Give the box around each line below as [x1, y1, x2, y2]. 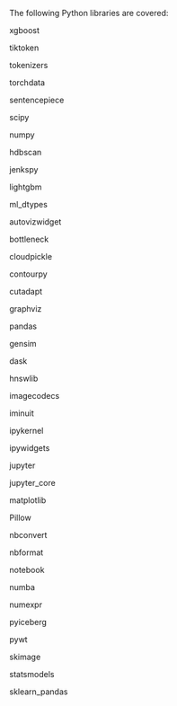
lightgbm [9, 181, 42, 192]
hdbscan [9, 147, 42, 157]
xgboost [9, 25, 40, 35]
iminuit [9, 408, 34, 419]
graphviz [9, 304, 42, 313]
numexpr [9, 599, 43, 610]
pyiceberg [9, 617, 48, 627]
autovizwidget [9, 216, 62, 227]
